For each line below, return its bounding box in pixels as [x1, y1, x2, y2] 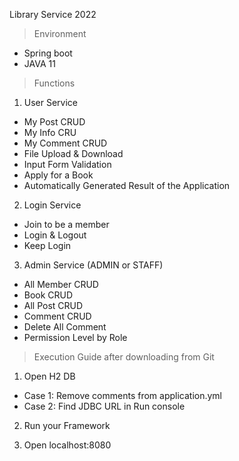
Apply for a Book [23, 169, 94, 181]
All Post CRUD [23, 300, 84, 311]
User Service [23, 97, 79, 108]
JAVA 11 [23, 58, 56, 69]
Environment [33, 28, 87, 39]
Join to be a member [23, 219, 110, 230]
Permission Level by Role [23, 332, 128, 343]
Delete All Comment [23, 321, 107, 333]
